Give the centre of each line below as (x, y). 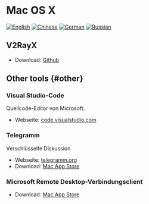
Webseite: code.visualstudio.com (55, 120)
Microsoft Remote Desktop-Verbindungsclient (74, 181)
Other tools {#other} (45, 79)
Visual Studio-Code (35, 96)
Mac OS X (31, 10)
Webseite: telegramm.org (46, 160)
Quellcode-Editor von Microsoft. (46, 108)
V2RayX (22, 45)
